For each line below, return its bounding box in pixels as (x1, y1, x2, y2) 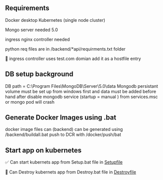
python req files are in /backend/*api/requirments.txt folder (5, 46, 126, 52)
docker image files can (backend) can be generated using (5, 126, 123, 132)
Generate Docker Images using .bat (5, 114, 117, 122)
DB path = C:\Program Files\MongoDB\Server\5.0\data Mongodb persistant (5, 83, 158, 89)
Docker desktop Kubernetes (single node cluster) (5, 17, 105, 23)
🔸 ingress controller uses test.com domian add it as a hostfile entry (5, 56, 141, 61)
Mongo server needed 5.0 (5, 27, 58, 33)
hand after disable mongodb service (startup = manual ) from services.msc (5, 94, 158, 100)
